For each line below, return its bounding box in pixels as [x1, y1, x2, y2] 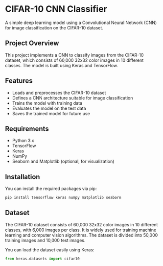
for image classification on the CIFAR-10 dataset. [5, 24, 104, 30]
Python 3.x [12, 138, 34, 144]
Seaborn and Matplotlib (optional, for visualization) [12, 158, 115, 165]
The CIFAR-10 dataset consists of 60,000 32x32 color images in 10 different [5, 221, 158, 227]
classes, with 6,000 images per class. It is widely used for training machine [5, 227, 157, 233]
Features [5, 77, 33, 85]
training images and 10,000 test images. [5, 237, 86, 243]
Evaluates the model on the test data [12, 105, 87, 111]
